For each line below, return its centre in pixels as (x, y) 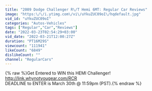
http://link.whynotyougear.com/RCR (41, 78)
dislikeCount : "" (23, 55)
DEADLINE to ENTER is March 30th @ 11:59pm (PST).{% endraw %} (73, 84)
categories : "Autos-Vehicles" (36, 23)
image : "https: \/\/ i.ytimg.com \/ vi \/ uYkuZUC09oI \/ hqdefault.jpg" (73, 14)
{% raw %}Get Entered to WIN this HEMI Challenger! (58, 73)
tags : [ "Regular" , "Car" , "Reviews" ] (41, 28)
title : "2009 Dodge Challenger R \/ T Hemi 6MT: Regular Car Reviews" (76, 9)
